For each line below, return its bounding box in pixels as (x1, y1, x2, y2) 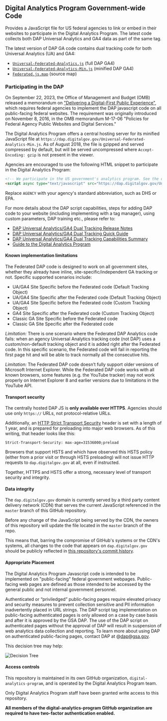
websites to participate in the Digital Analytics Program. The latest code (5, 30, 152, 36)
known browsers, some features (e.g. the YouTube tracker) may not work (5, 372, 155, 378)
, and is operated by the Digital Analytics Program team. (43, 680, 158, 686)
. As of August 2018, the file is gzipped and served (40, 142, 144, 147)
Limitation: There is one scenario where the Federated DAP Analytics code (5, 331, 158, 337)
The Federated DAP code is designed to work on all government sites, (5, 264, 149, 270)
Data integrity (5, 486, 34, 492)
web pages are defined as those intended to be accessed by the (19, 581, 151, 587)
